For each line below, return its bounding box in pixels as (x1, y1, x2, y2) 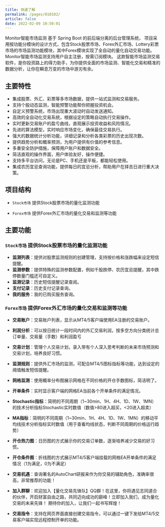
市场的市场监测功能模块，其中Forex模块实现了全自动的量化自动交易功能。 (5, 47, 155, 53)
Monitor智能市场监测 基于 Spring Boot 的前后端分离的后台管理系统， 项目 (5, 35, 154, 41)
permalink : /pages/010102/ (5, 12, 61, 17)
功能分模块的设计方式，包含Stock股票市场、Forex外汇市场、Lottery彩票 (13, 41, 159, 47)
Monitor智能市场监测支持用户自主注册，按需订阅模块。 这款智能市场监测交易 (5, 54, 160, 60)
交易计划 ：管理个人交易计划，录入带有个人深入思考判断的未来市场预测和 (12, 344, 159, 350)
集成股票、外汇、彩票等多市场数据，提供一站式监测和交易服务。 (12, 96, 142, 102)
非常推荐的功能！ (21, 477, 56, 483)
